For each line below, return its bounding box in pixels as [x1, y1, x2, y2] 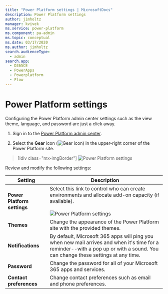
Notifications [7, 242, 39, 249]
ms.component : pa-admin [5, 31, 55, 36]
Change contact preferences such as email [49, 274, 151, 281]
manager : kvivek [5, 21, 39, 27]
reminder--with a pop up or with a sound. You [49, 245, 159, 252]
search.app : [5, 59, 30, 64]
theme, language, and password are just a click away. [5, 121, 116, 127]
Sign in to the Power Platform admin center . [12, 130, 102, 136]
